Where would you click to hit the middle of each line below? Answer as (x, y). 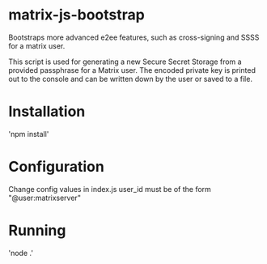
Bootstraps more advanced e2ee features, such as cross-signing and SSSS (134, 37)
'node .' (21, 253)
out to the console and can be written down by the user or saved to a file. (131, 79)
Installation (47, 112)
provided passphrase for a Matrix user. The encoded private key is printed (132, 70)
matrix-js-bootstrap (77, 15)
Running (37, 230)
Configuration (57, 167)
